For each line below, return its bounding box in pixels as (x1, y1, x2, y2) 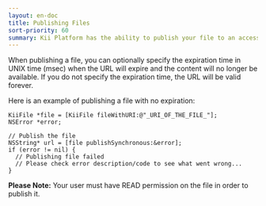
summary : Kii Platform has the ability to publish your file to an (8, 33, 236, 42)
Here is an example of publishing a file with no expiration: (8, 96, 196, 105)
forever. (8, 81, 34, 90)
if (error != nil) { (8, 146, 77, 154)
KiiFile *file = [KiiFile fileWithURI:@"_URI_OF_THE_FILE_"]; (8, 112, 218, 120)
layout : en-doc (8, 11, 59, 20)
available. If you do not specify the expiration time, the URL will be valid (8, 72, 241, 82)
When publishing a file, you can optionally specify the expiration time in (8, 55, 241, 65)
